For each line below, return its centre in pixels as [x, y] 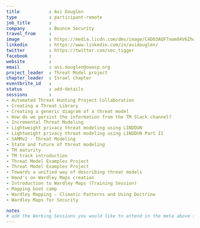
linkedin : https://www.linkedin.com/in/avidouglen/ [82, 45]
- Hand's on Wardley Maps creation [50, 178]
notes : [29, 211]
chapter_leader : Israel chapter [49, 78]
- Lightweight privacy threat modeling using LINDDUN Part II [85, 134]
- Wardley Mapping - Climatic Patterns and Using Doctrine [81, 194]
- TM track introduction [37, 155]
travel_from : [29, 34]
